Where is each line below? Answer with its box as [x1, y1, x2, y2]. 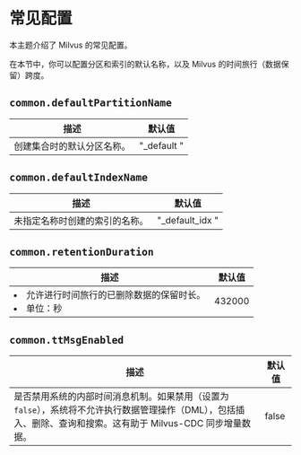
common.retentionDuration [9, 245, 154, 258]
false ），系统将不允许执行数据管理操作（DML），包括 [13, 404, 236, 416]
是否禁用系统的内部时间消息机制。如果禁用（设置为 [13, 390, 230, 403]
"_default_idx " [157, 214, 219, 226]
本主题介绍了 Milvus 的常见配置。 [9, 39, 133, 50]
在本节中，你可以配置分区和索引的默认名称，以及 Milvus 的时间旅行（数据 [9, 58, 281, 69]
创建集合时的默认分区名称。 [13, 140, 132, 153]
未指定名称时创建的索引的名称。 [13, 214, 150, 227]
